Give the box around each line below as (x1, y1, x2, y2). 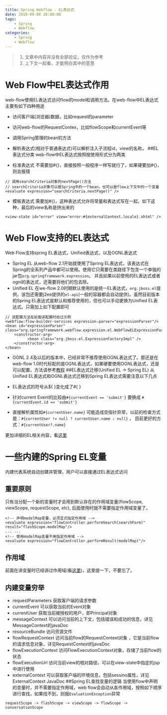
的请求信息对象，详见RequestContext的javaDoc (12, 641, 110, 647)
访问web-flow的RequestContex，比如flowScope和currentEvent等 (12, 124, 147, 130)
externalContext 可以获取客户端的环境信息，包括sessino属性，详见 (12, 672, 150, 678)
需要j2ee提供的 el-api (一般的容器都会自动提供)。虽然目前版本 (34, 291, 160, 297)
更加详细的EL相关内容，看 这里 (5, 432, 67, 438)
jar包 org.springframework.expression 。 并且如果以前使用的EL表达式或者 (12, 272, 161, 278)
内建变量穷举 (5, 583, 45, 592)
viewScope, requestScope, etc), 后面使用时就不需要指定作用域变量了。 (5, 505, 151, 511)
